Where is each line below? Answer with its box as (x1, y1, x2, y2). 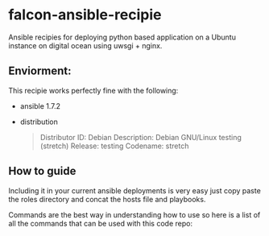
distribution (19, 117, 59, 126)
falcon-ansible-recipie (8, 6, 162, 24)
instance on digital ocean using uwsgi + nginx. (8, 40, 163, 50)
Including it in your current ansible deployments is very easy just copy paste (8, 185, 262, 195)
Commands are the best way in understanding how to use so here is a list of (8, 209, 261, 219)
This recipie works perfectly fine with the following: (8, 85, 179, 95)
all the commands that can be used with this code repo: (8, 218, 193, 228)
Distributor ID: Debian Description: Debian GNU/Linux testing (39, 132, 242, 142)
